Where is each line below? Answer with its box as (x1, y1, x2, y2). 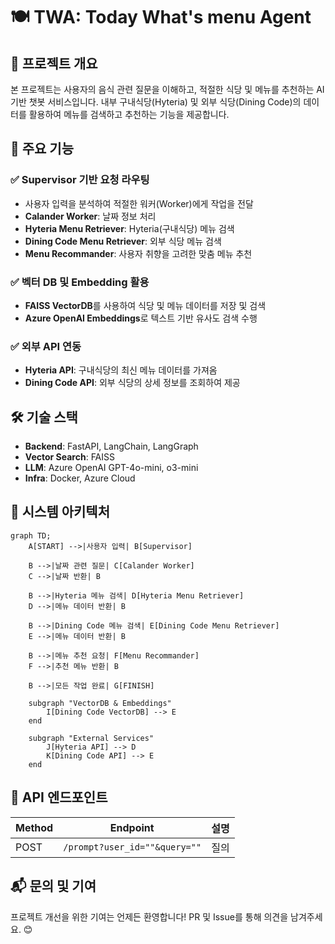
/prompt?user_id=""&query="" (63, 841, 202, 853)
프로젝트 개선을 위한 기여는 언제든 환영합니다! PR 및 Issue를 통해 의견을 (10, 910, 289, 923)
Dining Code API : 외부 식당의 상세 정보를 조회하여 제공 (24, 377, 241, 389)
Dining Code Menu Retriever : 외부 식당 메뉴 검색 (24, 235, 222, 247)
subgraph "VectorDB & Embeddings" (28, 698, 172, 708)
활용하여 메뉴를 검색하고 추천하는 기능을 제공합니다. (28, 109, 230, 120)
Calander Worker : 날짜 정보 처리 (24, 210, 157, 222)
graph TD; (10, 530, 52, 541)
